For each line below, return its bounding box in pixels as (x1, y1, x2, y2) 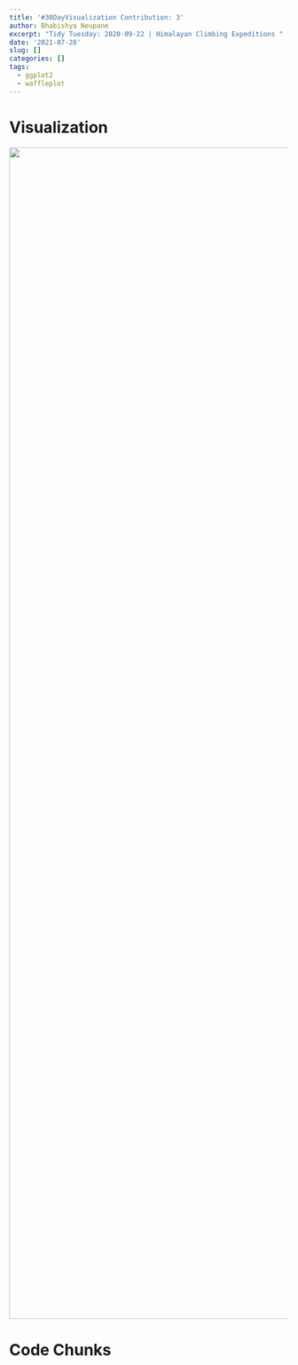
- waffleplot (17, 79, 66, 88)
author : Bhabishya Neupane (9, 21, 109, 30)
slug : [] (9, 46, 42, 55)
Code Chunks (9, 1339, 112, 1360)
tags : (9, 63, 29, 72)
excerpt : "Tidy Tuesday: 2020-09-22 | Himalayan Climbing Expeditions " (9, 29, 284, 38)
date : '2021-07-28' (9, 37, 82, 47)
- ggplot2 (17, 71, 53, 80)
